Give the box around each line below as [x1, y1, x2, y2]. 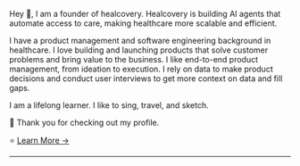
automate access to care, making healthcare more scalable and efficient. [9, 18, 278, 29]
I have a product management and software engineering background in [9, 36, 271, 46]
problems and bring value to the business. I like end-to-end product [9, 54, 259, 64]
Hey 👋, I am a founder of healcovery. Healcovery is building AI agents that [9, 9, 281, 19]
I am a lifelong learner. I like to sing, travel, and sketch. [9, 100, 209, 111]
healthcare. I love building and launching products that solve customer [9, 45, 269, 55]
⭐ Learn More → [9, 135, 70, 145]
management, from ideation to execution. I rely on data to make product [9, 63, 274, 74]
